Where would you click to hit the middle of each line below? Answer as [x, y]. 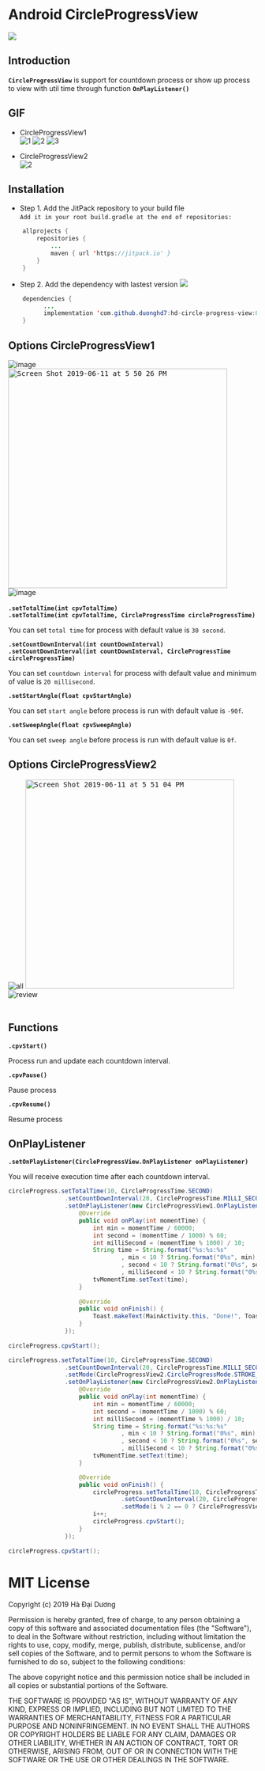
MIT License [49, 1582]
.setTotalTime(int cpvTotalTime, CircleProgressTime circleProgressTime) [132, 615]
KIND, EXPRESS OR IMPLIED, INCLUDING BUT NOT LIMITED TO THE [120, 1709]
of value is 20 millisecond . [52, 681]
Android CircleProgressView [103, 15]
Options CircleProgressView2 [82, 765]
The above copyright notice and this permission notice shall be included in [129, 1677]
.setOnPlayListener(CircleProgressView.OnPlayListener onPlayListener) [128, 1162]
